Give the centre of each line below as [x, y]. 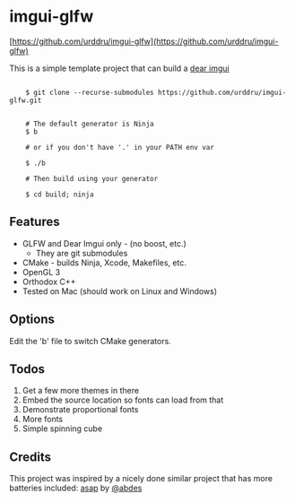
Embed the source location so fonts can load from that [123, 400]
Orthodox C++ [49, 281]
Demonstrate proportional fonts [80, 410]
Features [35, 222]
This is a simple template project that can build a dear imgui [120, 68]
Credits [30, 457]
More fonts [43, 420]
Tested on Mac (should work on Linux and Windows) [120, 291]
